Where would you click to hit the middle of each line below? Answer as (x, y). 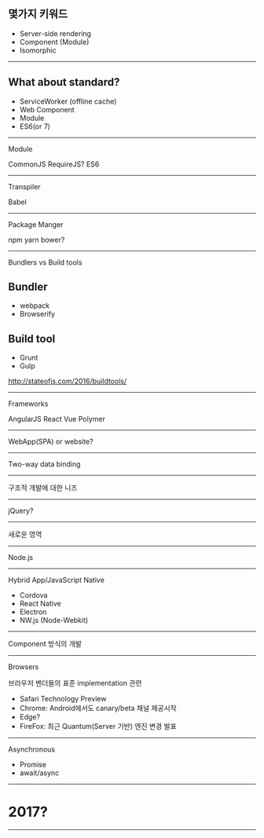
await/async (39, 773)
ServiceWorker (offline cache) (68, 101)
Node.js (21, 558)
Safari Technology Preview (63, 699)
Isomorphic (38, 50)
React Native (40, 604)
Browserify (37, 314)
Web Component (47, 109)
